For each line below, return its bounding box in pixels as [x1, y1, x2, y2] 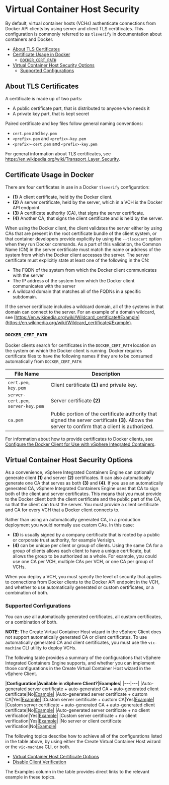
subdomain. [12, 293, 37, 299]
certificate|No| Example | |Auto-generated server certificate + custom [5, 691, 147, 697]
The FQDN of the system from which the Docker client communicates [12, 267, 157, 273]
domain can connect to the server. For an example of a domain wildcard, [5, 309, 155, 315]
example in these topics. [5, 774, 56, 780]
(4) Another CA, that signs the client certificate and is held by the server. [12, 215, 163, 221]
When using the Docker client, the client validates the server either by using [5, 225, 162, 231]
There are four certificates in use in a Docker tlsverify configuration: [5, 184, 150, 190]
